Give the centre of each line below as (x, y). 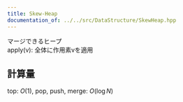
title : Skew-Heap (32, 14)
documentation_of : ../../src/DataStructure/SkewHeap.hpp (92, 20)
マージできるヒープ (35, 41)
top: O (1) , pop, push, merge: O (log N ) (60, 91)
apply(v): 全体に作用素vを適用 (50, 50)
